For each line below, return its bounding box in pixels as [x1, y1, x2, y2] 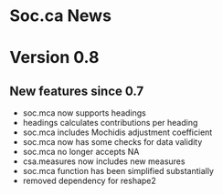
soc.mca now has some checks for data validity [22, 137, 203, 148]
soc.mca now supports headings [22, 108, 146, 118]
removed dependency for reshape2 [22, 175, 157, 187]
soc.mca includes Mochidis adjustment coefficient [22, 127, 213, 138]
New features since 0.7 [9, 83, 144, 98]
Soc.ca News [9, 5, 112, 26]
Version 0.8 [9, 47, 100, 68]
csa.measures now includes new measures [22, 156, 186, 167]
